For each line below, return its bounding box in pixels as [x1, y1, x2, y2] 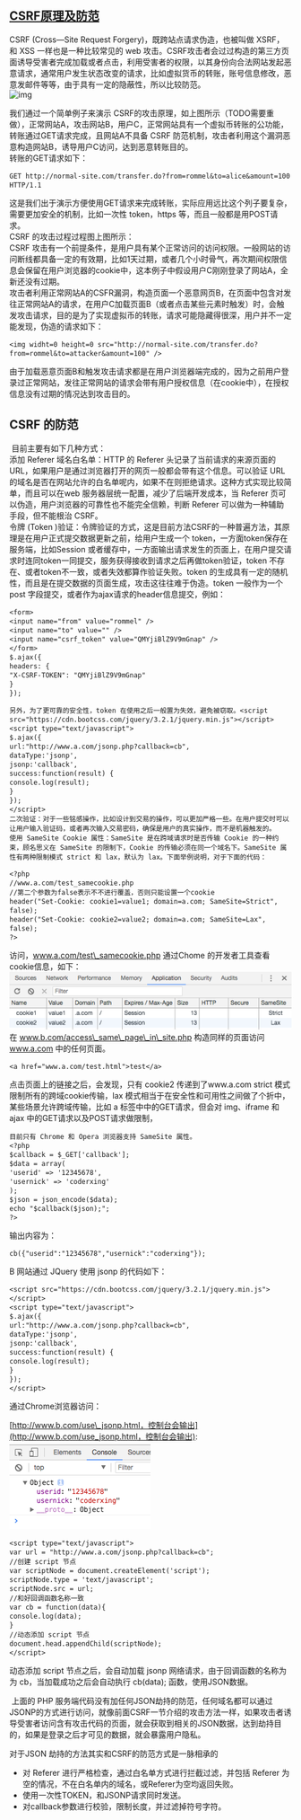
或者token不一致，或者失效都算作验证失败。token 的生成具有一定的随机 [24, 566, 288, 577]
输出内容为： [9, 1230, 56, 1241]
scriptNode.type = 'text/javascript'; [9, 1575, 154, 1584]
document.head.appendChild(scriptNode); [9, 1639, 163, 1648]
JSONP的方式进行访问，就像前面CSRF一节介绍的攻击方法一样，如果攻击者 [9, 1706, 284, 1718]
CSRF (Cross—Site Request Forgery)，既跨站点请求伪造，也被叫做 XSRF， [9, 34, 285, 45]
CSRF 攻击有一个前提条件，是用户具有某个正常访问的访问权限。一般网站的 [9, 242, 284, 253]
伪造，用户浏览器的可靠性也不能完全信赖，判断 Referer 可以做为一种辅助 [16, 499, 285, 509]
